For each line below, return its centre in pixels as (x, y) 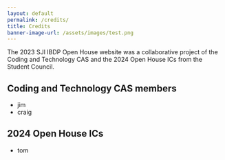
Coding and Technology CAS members (92, 88)
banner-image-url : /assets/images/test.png (71, 33)
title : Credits (29, 26)
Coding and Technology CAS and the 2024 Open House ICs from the (105, 60)
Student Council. (31, 67)
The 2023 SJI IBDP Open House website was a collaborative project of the (112, 52)
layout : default (30, 13)
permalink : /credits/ (38, 20)
